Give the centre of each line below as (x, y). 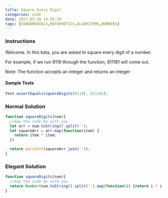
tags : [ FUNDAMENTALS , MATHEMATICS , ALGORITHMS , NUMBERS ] (62, 24)
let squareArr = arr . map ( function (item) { (54, 130)
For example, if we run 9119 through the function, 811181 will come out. (77, 62)
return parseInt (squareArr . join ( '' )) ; (50, 149)
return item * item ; (35, 135)
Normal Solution (25, 106)
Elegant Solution (26, 166)
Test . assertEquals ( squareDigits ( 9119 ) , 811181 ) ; (57, 93)
